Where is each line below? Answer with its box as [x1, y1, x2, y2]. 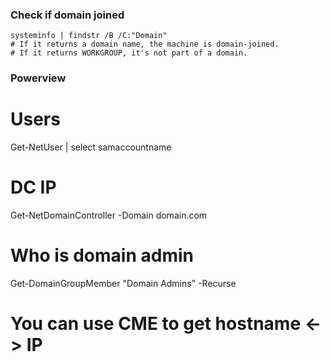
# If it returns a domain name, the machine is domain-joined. [10, 39, 280, 50]
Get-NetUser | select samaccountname [10, 141, 172, 153]
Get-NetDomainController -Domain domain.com [10, 209, 208, 222]
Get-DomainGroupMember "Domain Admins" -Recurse [10, 278, 237, 290]
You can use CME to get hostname [10, 313, 302, 335]
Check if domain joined [10, 8, 125, 22]
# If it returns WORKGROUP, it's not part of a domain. [10, 48, 248, 58]
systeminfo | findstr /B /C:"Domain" [10, 31, 168, 41]
